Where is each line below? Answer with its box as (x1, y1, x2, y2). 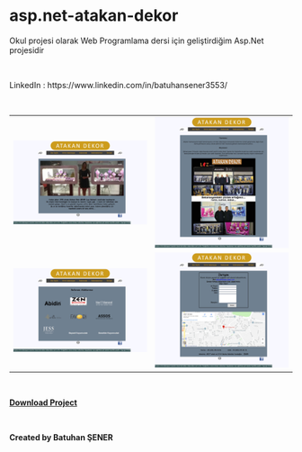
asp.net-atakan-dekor (9, 5, 179, 26)
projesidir (9, 44, 45, 55)
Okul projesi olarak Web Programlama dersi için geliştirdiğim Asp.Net (9, 35, 264, 46)
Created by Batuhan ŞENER (9, 431, 114, 442)
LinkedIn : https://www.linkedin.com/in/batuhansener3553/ (9, 79, 227, 90)
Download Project (9, 397, 78, 408)
